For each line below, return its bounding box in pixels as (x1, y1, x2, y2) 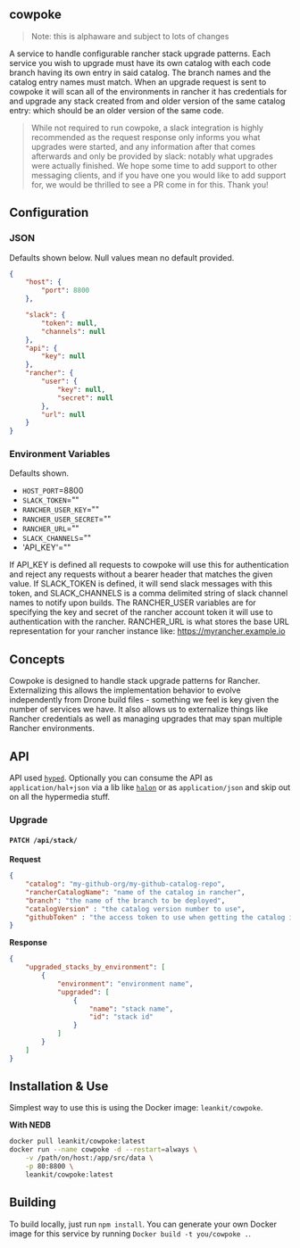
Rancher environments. (9, 723, 96, 734)
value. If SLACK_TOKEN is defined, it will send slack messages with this (9, 578, 272, 589)
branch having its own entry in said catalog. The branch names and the (9, 67, 271, 78)
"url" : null (41, 410, 87, 419)
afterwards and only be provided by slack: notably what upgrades (30, 151, 274, 162)
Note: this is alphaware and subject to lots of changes (30, 30, 229, 41)
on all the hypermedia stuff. (9, 792, 110, 803)
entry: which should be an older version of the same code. (9, 104, 225, 115)
